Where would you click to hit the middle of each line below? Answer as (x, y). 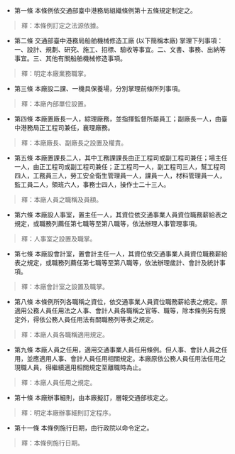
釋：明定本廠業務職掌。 (55, 74)
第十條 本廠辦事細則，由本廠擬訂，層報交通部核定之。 (93, 398)
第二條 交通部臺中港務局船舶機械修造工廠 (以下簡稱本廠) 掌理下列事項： (119, 40)
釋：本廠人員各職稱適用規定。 (65, 335)
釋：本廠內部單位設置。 (55, 104)
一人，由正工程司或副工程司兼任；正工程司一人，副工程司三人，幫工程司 (120, 167)
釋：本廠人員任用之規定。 (59, 383)
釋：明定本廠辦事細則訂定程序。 (68, 413)
